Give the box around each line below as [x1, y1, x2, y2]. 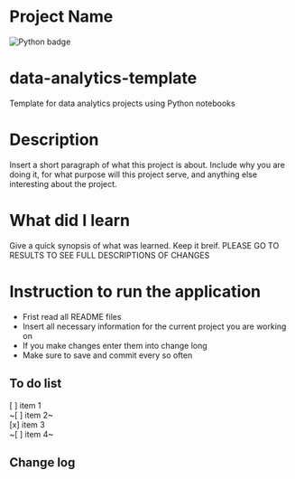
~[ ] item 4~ [9, 428, 54, 439]
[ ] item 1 [9, 399, 41, 410]
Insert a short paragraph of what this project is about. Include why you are [9, 159, 286, 170]
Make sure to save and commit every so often [22, 350, 193, 361]
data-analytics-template [9, 68, 198, 89]
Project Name [9, 6, 114, 27]
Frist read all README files [22, 311, 122, 322]
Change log [9, 455, 76, 470]
